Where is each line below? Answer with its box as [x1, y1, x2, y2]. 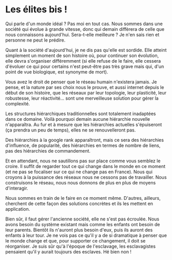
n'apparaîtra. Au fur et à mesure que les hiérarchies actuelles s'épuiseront [5, 121, 162, 127]
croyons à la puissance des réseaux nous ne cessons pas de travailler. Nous [5, 174, 167, 180]
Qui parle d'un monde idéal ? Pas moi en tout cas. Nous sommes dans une [5, 21, 163, 27]
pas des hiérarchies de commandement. [5, 147, 91, 154]
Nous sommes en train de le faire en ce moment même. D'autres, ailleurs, [5, 195, 161, 201]
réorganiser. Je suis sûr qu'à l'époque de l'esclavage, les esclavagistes [5, 243, 156, 249]
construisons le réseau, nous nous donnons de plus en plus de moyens [5, 179, 156, 185]
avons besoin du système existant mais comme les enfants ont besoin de [5, 221, 160, 227]
